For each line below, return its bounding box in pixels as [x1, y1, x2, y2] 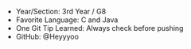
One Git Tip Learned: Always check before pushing [15, 24, 184, 32]
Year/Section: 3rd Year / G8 [15, 7, 107, 16]
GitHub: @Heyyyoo [15, 32, 80, 41]
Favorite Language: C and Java [15, 15, 119, 24]
